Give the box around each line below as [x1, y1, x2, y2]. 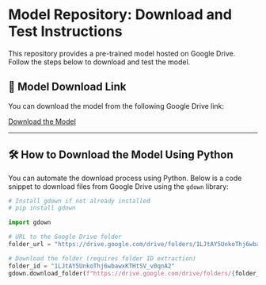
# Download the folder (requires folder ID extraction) [8, 254, 196, 263]
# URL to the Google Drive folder [8, 233, 123, 241]
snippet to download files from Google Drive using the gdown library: [8, 181, 229, 191]
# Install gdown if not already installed [8, 197, 150, 205]
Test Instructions [8, 22, 123, 40]
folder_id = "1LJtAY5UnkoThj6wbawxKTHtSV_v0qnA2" [8, 262, 176, 270]
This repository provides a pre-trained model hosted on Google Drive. [8, 48, 236, 58]
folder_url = [8, 241, 51, 248]
